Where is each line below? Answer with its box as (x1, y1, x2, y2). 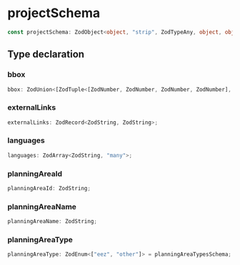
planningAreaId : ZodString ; (7, 185, 91, 192)
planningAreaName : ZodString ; (7, 218, 98, 225)
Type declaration (7, 48, 84, 61)
